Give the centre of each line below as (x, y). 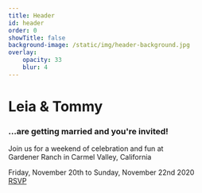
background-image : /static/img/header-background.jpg (99, 45)
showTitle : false (37, 38)
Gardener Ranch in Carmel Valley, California (80, 157)
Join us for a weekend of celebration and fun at (86, 149)
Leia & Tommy (56, 106)
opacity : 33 (42, 60)
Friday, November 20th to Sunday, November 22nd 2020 (101, 172)
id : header (26, 23)
